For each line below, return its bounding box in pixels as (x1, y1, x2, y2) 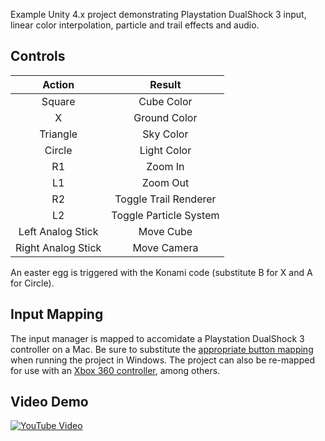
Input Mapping (10, 306, 104, 323)
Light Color (139, 143, 192, 157)
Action (42, 77, 75, 91)
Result (149, 77, 182, 91)
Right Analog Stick (15, 240, 102, 254)
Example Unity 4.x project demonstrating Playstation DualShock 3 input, (10, 9, 307, 20)
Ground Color (133, 110, 198, 124)
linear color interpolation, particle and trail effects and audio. (10, 19, 260, 31)
